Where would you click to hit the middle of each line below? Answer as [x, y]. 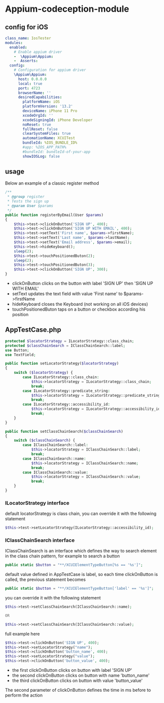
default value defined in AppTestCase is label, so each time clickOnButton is [82, 575]
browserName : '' [34, 93]
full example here [22, 634]
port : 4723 [29, 88]
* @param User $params [30, 206]
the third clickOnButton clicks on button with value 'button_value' [77, 681]
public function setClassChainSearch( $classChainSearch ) [64, 431]
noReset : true [37, 125]
